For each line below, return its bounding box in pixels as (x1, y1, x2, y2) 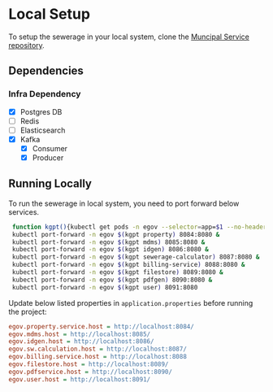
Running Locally (8, 176, 92, 191)
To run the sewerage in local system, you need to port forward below (8, 198, 240, 208)
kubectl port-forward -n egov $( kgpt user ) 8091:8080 (11, 283, 198, 291)
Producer (32, 152, 64, 163)
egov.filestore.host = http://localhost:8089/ (8, 360, 169, 368)
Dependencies (8, 64, 84, 78)
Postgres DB (19, 107, 63, 116)
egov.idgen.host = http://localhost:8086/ (8, 338, 154, 346)
